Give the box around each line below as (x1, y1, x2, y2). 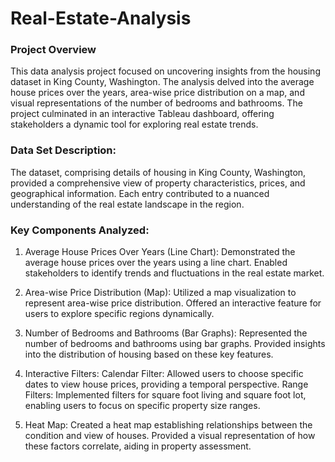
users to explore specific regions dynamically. (24, 308, 215, 320)
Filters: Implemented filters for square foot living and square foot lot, (24, 389, 307, 401)
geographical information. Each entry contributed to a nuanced (10, 187, 270, 199)
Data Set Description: (10, 143, 117, 157)
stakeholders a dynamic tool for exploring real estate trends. (10, 118, 259, 131)
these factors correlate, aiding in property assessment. (24, 440, 252, 452)
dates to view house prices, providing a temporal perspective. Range (24, 378, 309, 391)
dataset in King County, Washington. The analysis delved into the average (10, 76, 315, 88)
